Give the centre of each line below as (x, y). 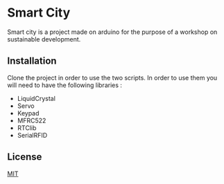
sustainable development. (44, 39)
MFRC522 (32, 120)
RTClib (27, 128)
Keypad (28, 113)
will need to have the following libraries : (65, 85)
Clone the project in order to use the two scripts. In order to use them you (112, 77)
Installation (32, 61)
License (25, 157)
